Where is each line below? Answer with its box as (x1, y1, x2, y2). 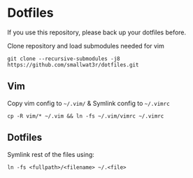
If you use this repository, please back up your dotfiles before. (7, 28, 187, 36)
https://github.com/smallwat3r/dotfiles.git (7, 61, 139, 68)
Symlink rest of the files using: (7, 150, 94, 158)
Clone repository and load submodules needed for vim (7, 41, 164, 50)
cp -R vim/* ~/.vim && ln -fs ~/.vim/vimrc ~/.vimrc (7, 112, 164, 120)
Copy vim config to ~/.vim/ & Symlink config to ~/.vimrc (7, 99, 170, 107)
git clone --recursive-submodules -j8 (7, 55, 120, 62)
